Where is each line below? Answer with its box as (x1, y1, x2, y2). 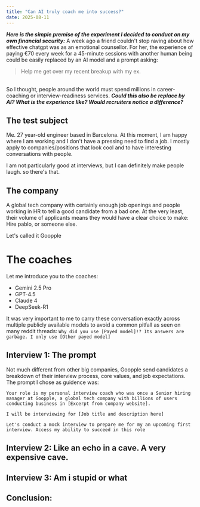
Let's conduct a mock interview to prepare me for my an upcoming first (6, 422, 191, 428)
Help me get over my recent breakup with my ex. (20, 67, 141, 75)
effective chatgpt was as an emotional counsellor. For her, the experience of (6, 43, 193, 51)
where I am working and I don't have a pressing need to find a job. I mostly (6, 138, 190, 145)
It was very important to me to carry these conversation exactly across (6, 315, 180, 322)
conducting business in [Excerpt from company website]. (6, 401, 151, 407)
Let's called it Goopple (6, 232, 61, 239)
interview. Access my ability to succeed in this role (6, 426, 146, 433)
